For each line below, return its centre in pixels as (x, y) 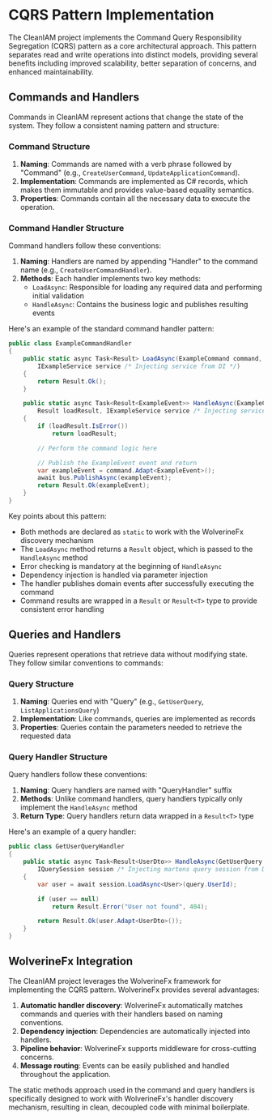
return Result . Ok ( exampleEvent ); (94, 485)
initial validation (58, 296)
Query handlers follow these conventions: (78, 775)
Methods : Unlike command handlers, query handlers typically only (131, 799)
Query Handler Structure (58, 757)
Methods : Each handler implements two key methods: (110, 279)
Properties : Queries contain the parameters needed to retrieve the (131, 728)
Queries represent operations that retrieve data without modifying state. (128, 654)
